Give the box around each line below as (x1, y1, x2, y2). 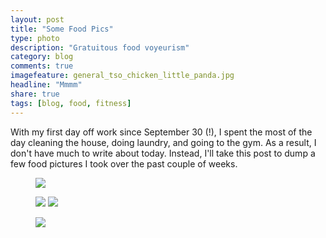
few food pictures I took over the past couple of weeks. (10, 157, 238, 170)
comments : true (10, 61, 74, 71)
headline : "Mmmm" (10, 80, 83, 90)
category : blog (10, 52, 74, 62)
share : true (10, 89, 60, 99)
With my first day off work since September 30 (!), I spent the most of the (10, 126, 313, 138)
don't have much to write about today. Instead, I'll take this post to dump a (10, 147, 316, 159)
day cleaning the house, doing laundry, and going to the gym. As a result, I (10, 136, 317, 148)
